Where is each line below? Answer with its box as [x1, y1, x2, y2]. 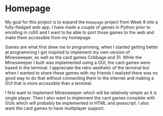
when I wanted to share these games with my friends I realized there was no [5, 70, 158, 76]
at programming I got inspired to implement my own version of [5, 49, 130, 55]
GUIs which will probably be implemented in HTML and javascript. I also [5, 100, 149, 106]
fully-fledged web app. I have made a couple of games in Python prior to [5, 24, 151, 30]
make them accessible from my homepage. [5, 35, 92, 40]
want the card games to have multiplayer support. [5, 105, 105, 111]
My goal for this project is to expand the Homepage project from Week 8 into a [5, 19, 158, 25]
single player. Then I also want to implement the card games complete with [5, 95, 155, 100]
